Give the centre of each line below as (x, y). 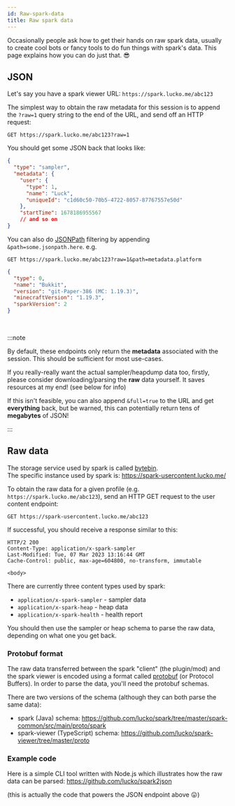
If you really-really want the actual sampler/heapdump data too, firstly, (108, 372)
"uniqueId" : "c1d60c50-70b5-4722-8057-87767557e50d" (104, 200)
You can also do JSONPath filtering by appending (79, 239)
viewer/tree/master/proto (53, 741)
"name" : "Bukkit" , (41, 285)
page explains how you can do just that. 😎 (69, 55)
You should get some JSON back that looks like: (76, 148)
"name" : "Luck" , (49, 193)
